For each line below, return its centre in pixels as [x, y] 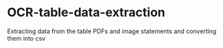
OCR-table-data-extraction [86, 13]
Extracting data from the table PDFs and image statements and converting [112, 31]
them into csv [26, 38]
